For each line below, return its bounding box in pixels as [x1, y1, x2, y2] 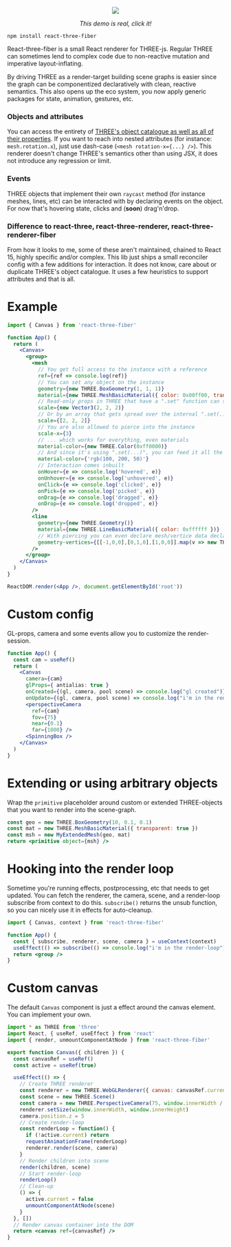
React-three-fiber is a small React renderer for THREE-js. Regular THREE [7, 45, 213, 53]
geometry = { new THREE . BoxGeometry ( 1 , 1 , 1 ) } [37, 385, 165, 392]
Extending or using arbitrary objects [7, 775, 218, 791]
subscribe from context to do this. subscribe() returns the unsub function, [7, 899, 218, 907]
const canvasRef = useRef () [13, 1055, 94, 1063]
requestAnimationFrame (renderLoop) [25, 1138, 128, 1145]
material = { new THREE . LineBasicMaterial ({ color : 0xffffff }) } [37, 526, 220, 533]
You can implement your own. [7, 1010, 91, 1019]
